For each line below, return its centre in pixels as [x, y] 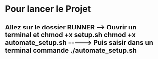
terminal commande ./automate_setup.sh [71, 50]
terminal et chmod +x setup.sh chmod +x [71, 35]
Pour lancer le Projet [48, 9]
